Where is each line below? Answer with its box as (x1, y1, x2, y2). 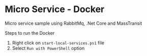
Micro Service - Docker (5, 4, 105, 15)
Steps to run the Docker (5, 30, 55, 36)
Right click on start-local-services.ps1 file (12, 39, 105, 46)
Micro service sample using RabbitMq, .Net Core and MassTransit (5, 20, 142, 26)
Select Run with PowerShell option (12, 45, 85, 51)
